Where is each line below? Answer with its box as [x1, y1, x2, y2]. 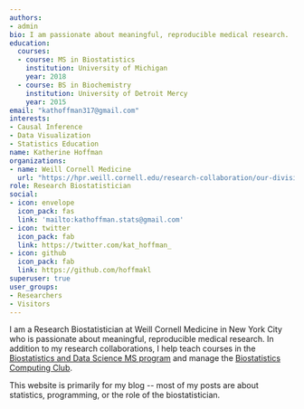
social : [9, 190, 39, 199]
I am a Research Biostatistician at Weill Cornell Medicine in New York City [9, 324, 283, 335]
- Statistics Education [9, 139, 100, 148]
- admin [9, 22, 39, 31]
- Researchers [9, 290, 63, 300]
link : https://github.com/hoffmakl [17, 266, 152, 275]
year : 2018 [25, 72, 67, 81]
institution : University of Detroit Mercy [25, 89, 188, 98]
